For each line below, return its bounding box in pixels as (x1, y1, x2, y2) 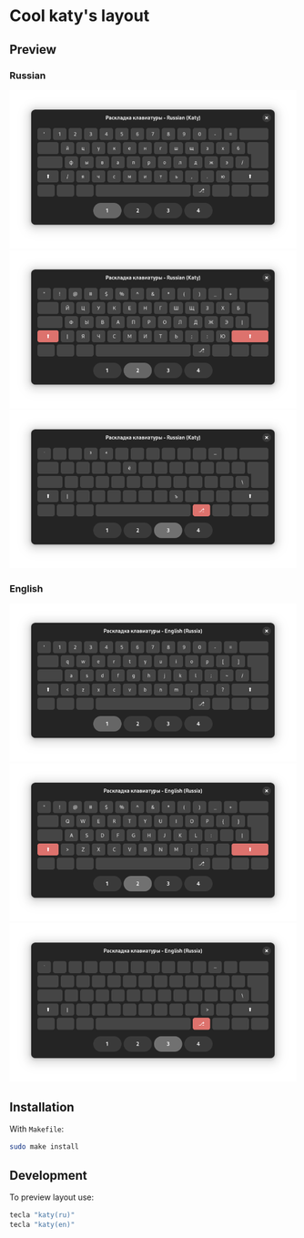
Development (9, 1167, 88, 1183)
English (9, 582, 44, 594)
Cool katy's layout (9, 5, 150, 26)
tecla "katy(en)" (9, 1220, 76, 1229)
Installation (9, 1099, 75, 1115)
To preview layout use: (9, 1192, 95, 1202)
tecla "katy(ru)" (9, 1211, 76, 1220)
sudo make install (9, 1142, 79, 1152)
